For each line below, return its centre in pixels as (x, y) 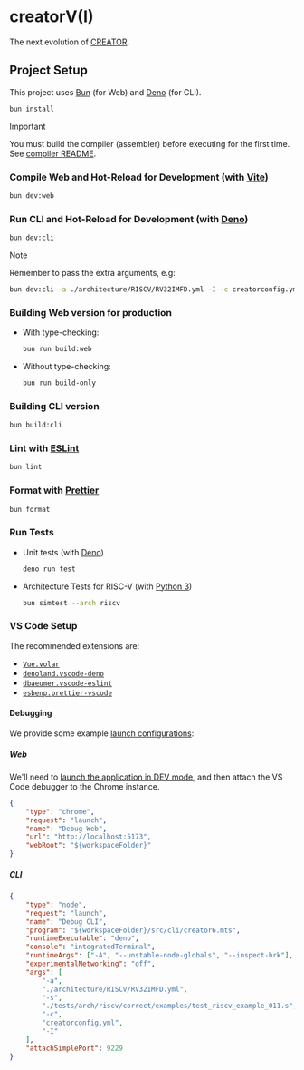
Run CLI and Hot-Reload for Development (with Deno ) (129, 219)
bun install (32, 109)
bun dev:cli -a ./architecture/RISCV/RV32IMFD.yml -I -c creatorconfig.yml (155, 289)
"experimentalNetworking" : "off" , (90, 964)
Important (28, 126)
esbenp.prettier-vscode (67, 693)
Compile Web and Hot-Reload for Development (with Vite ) (139, 177)
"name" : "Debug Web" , (66, 829)
